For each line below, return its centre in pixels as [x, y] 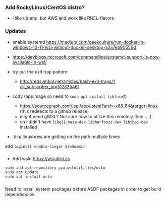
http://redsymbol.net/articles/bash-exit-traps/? [67, 81]
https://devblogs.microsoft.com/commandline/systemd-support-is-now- [86, 57]
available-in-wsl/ [29, 62]
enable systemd [29, 42]
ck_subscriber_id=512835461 [50, 86]
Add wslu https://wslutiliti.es [41, 158]
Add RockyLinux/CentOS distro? [45, 7]
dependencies [20, 195]
